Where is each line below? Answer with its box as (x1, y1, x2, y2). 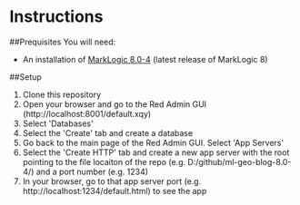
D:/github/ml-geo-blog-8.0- (187, 156, 292, 167)
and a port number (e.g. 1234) (35, 166, 148, 177)
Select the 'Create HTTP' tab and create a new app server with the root (22, 147, 290, 158)
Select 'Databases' (22, 118, 94, 129)
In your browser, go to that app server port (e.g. (22, 175, 202, 187)
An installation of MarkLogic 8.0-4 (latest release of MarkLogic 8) (22, 54, 268, 64)
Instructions (9, 6, 104, 27)
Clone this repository (22, 89, 102, 100)
